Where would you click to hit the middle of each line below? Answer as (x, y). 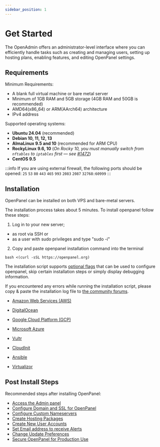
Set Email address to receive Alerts (47, 429)
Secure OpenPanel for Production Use (50, 439)
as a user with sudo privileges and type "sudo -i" (61, 239)
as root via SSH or (30, 234)
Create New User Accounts (39, 424)
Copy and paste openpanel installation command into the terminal (78, 249)
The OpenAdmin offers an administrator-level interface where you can (75, 47)
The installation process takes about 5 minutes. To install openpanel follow (80, 210)
